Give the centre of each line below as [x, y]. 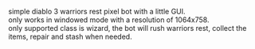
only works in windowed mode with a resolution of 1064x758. [109, 20]
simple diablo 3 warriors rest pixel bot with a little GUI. [97, 11]
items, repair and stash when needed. [71, 36]
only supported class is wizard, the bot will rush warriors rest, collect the [127, 28]
